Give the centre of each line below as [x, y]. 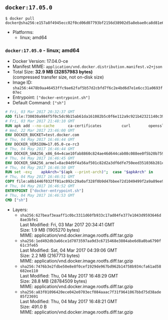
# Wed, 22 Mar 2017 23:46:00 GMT [40, 130]
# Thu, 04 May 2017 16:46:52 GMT [40, 186]
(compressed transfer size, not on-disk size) [58, 77]
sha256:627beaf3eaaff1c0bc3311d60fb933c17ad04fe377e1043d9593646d [90, 215]
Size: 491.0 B [33, 307]
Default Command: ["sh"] [39, 103]
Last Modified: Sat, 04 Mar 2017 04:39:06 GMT [68, 250]
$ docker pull [20, 18]
